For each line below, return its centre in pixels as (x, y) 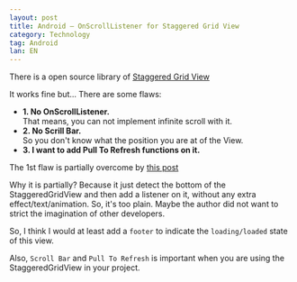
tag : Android (34, 43)
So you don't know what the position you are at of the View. (133, 141)
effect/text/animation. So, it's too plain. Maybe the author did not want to (144, 205)
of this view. (31, 241)
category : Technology (50, 34)
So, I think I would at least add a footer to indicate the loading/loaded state (148, 232)
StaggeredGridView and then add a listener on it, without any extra (133, 195)
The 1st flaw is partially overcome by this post (94, 168)
